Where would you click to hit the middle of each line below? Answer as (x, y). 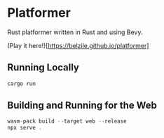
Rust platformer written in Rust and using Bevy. (75, 32)
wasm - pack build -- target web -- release (67, 121)
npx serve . (25, 128)
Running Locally (43, 68)
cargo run (22, 84)
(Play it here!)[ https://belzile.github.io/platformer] (78, 45)
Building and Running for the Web (82, 106)
